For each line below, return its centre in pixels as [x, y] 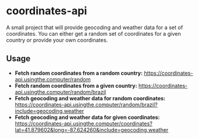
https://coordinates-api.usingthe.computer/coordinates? [83, 124]
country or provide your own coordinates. [57, 40]
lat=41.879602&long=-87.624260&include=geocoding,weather [91, 129]
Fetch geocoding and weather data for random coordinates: [90, 98]
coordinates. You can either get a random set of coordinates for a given [94, 33]
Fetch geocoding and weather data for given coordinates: [87, 117]
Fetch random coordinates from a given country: [76, 86]
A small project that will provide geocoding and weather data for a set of [94, 27]
